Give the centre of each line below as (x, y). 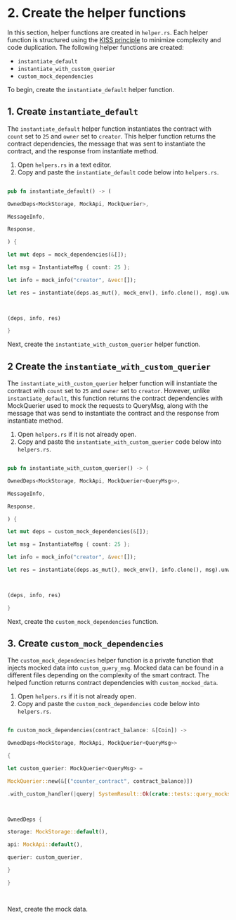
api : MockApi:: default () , (45, 845)
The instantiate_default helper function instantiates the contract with (110, 129)
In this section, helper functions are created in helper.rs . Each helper (108, 32)
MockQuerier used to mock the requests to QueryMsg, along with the (108, 406)
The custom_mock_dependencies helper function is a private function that (110, 660)
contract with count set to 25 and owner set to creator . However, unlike (109, 391)
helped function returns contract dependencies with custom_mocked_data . (113, 683)
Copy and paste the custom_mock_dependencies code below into (109, 704)
